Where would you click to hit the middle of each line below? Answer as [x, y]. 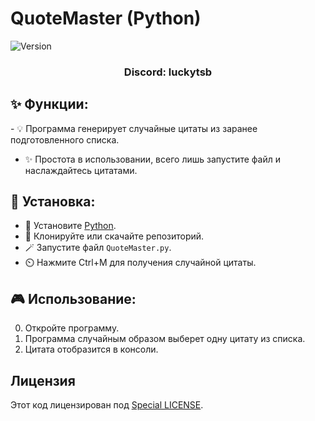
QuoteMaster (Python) [106, 18]
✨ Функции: [49, 104]
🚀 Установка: [53, 202]
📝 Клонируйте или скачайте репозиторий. [114, 236]
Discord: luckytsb [168, 72]
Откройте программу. [72, 328]
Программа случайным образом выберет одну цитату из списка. [165, 339]
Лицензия [43, 380]
